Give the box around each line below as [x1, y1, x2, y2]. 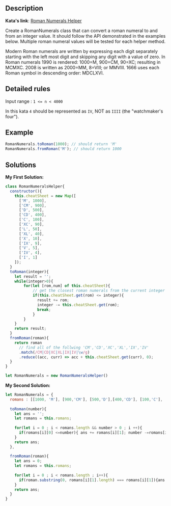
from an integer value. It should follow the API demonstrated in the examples [5, 33, 166, 39]
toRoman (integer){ [10, 269, 49, 274]
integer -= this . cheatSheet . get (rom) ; [37, 302, 120, 307]
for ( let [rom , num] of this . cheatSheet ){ [23, 283, 110, 288]
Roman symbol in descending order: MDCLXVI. [5, 70, 104, 76]
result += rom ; [37, 298, 70, 303]
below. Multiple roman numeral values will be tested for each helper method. [5, 38, 166, 44]
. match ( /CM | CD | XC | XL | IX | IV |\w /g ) [18, 350, 90, 355]
